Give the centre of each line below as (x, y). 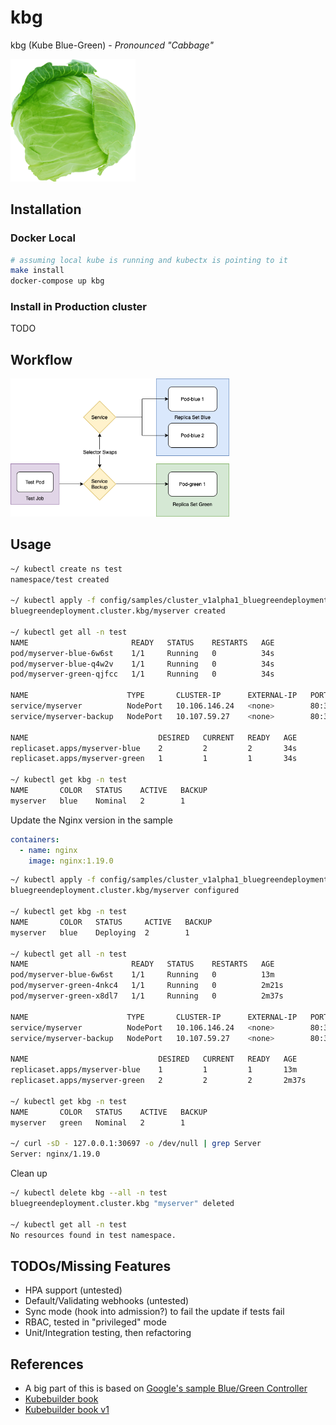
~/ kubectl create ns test (66, 569)
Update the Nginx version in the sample (91, 820)
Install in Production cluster (78, 307)
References (47, 1364)
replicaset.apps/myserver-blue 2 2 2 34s (154, 748)
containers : (35, 839)
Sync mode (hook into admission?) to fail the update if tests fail (154, 1312)
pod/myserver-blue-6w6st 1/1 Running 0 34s (142, 653)
